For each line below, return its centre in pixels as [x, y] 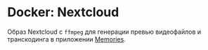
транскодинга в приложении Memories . [67, 39]
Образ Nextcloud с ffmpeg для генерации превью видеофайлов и [104, 32]
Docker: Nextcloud [63, 12]
